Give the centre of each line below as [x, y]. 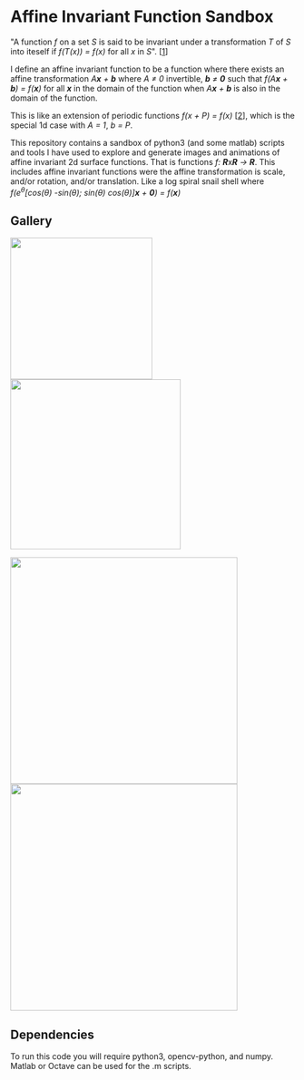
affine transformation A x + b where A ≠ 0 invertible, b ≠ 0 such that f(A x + [149, 78]
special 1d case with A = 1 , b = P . [72, 125]
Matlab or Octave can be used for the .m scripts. [101, 1066]
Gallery [31, 221]
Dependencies [52, 1034]
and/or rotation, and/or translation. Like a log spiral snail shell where [137, 181]
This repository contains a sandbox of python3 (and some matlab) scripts [147, 142]
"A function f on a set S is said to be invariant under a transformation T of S [151, 42]
